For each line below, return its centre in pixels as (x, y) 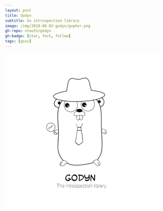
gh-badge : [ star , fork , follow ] (38, 36)
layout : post (18, 10)
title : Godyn (18, 15)
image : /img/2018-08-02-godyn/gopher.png (48, 26)
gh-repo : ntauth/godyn (28, 31)
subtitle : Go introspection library (42, 21)
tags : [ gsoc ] (18, 42)
